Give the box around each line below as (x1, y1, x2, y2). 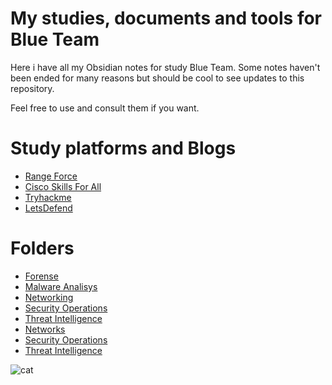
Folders (10, 237, 75, 260)
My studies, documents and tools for (10, 7, 323, 30)
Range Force (24, 170, 78, 182)
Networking (24, 291, 74, 303)
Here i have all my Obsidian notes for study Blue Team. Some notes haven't (10, 61, 321, 73)
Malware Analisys (24, 280, 98, 292)
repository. (10, 82, 55, 94)
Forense (24, 270, 59, 282)
